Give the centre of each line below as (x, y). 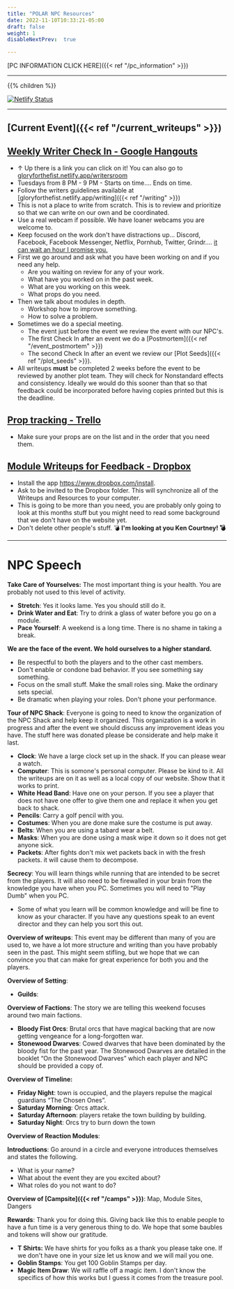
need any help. (39, 264)
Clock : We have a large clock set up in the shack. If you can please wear (122, 756)
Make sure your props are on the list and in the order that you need (114, 437)
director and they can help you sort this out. (80, 924)
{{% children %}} (32, 86)
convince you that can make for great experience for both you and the (108, 960)
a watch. (30, 763)
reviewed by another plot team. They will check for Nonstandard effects (120, 376)
